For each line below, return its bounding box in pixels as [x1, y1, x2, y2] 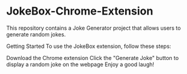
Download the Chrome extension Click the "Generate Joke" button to [6, 54, 179, 61]
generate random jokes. [6, 30, 66, 38]
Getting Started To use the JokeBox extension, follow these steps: [6, 42, 171, 50]
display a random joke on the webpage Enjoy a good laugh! [6, 61, 155, 68]
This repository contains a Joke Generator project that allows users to [6, 24, 181, 32]
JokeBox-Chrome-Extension [6, 4, 154, 18]
